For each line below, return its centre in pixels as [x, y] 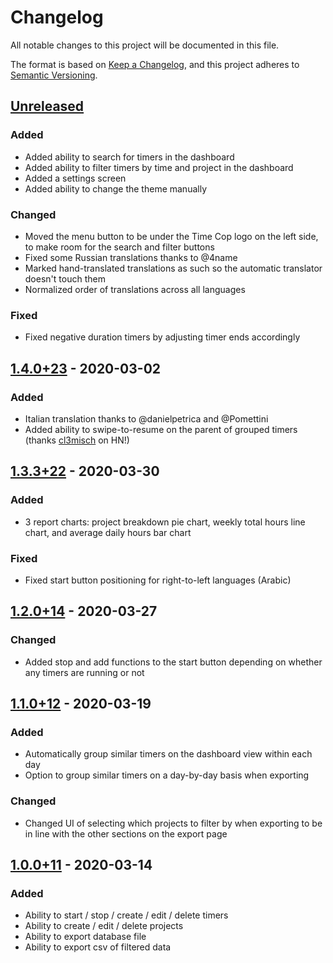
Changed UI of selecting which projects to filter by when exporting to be [173, 823]
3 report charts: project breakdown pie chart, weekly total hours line [165, 522]
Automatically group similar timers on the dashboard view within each [168, 754]
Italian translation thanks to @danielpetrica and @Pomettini [146, 418]
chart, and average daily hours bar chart [108, 532]
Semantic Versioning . [54, 75]
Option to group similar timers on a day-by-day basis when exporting [167, 775]
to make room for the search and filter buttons [119, 247]
